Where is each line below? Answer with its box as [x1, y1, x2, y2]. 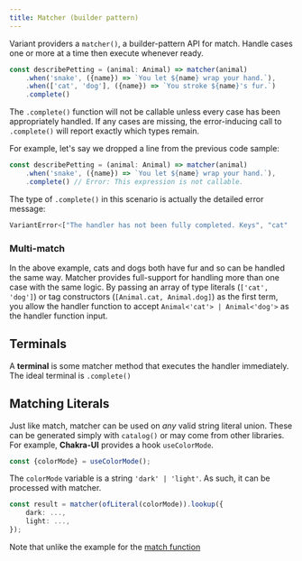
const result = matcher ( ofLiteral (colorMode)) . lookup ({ [9, 500, 224, 510]
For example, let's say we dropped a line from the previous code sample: [9, 143, 279, 154]
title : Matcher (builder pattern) [9, 13, 140, 23]
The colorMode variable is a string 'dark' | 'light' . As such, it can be [9, 473, 270, 483]
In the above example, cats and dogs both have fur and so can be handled [9, 262, 286, 273]
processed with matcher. [9, 483, 102, 493]
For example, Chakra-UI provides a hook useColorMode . [9, 439, 215, 450]
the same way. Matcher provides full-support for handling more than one [9, 271, 279, 282]
